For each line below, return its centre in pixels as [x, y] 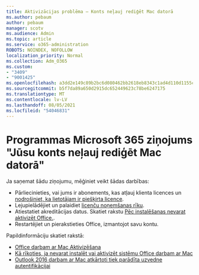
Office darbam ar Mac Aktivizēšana [58, 247]
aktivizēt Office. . [35, 218]
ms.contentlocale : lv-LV [37, 99]
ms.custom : [20, 67]
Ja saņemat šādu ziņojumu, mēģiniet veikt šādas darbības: [78, 182]
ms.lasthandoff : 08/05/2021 [41, 105]
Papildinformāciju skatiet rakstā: [45, 236]
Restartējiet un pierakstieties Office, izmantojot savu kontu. [86, 224]
